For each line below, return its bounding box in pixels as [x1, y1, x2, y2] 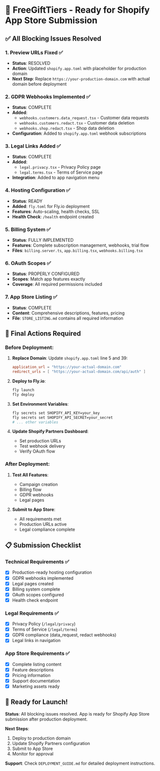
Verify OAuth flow [19, 448, 55, 454]
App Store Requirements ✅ [5, 650, 70, 657]
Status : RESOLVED [12, 60, 51, 66]
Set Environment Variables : [12, 401, 69, 407]
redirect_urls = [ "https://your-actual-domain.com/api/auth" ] [12, 369, 146, 374]
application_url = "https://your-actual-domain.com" [12, 365, 122, 370]
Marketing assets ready [12, 683, 60, 689]
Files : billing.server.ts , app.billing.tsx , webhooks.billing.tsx [12, 248, 143, 254]
